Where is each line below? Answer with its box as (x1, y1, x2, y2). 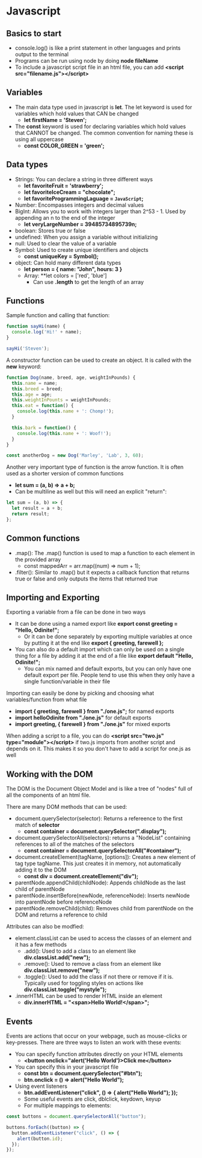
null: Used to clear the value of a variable (14, 240, 117, 247)
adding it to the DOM (14, 866, 67, 873)
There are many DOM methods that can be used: (6, 803, 127, 811)
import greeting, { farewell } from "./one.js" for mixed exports (14, 721, 171, 728)
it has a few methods (14, 941, 67, 948)
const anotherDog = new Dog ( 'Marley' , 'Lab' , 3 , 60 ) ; (6, 452, 144, 458)
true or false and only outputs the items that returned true (14, 575, 158, 582)
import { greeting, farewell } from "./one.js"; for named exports (14, 708, 174, 715)
